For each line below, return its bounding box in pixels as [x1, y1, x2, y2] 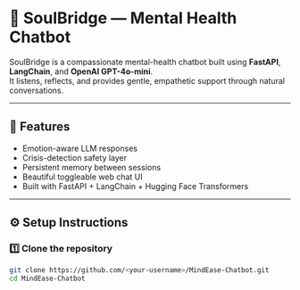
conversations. [9, 85, 64, 95]
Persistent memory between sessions [21, 162, 162, 172]
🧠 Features [9, 120, 71, 135]
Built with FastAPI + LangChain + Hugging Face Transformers [21, 180, 249, 191]
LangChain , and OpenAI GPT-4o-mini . [9, 66, 154, 77]
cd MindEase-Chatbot [9, 274, 87, 284]
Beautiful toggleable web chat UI [21, 171, 143, 182]
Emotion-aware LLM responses [21, 143, 138, 153]
